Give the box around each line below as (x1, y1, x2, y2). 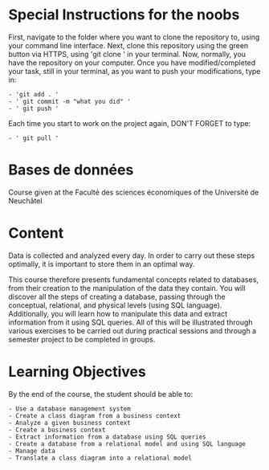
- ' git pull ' (8, 134, 59, 142)
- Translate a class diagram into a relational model (8, 454, 193, 462)
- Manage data (8, 447, 56, 455)
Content (8, 224, 64, 243)
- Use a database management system (8, 404, 131, 413)
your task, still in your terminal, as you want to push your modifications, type (8, 66, 261, 76)
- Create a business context (8, 426, 106, 434)
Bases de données (8, 161, 134, 179)
